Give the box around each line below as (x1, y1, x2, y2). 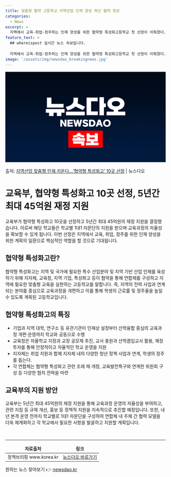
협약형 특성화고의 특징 (5, 311, 70, 319)
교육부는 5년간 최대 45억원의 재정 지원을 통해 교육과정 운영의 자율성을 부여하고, (5, 400, 163, 407)
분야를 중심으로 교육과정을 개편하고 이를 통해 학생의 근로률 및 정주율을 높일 (14, 288, 163, 294)
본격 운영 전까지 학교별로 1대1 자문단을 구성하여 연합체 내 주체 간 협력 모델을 (10, 413, 161, 419)
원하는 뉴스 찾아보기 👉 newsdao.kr (5, 466, 77, 472)
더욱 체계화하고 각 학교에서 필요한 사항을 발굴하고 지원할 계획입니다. (5, 419, 140, 426)
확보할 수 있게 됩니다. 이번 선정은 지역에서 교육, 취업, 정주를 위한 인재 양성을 (10, 231, 161, 237)
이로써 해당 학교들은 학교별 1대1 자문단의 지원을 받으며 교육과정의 (20, 225, 149, 231)
